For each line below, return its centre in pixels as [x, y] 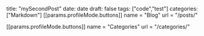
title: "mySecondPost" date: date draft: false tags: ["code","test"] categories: [102, 9]
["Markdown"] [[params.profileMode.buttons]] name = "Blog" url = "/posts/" [102, 15]
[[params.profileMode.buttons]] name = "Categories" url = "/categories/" [98, 27]
